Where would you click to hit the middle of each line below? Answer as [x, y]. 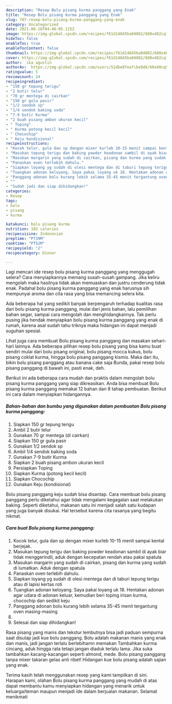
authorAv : [16, 67]
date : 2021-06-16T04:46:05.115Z [40, 29]
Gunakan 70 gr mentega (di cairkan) [51, 435]
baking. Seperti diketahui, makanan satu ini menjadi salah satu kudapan [81, 505]
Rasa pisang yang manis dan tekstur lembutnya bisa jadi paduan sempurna [84, 632]
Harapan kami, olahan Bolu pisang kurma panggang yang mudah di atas [82, 680]
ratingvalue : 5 [22, 72]
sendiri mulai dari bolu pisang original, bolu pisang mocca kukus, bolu [79, 352]
